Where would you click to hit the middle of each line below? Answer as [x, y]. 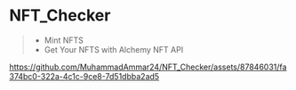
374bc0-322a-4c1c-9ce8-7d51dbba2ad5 [84, 76]
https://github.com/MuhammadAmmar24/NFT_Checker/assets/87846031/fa [148, 67]
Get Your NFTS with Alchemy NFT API [114, 49]
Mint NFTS [64, 40]
